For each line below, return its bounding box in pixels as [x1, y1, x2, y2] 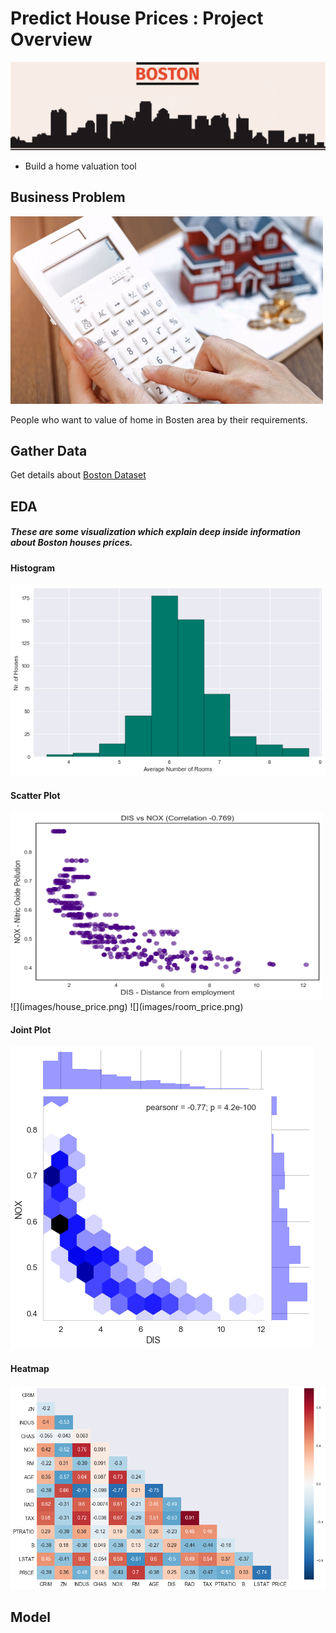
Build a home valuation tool [24, 160, 137, 172]
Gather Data [10, 442, 88, 459]
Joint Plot [10, 1023, 52, 1036]
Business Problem [10, 189, 126, 206]
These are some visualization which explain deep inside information [10, 526, 301, 538]
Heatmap [10, 1363, 50, 1374]
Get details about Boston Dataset [10, 469, 147, 481]
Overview [10, 28, 93, 51]
